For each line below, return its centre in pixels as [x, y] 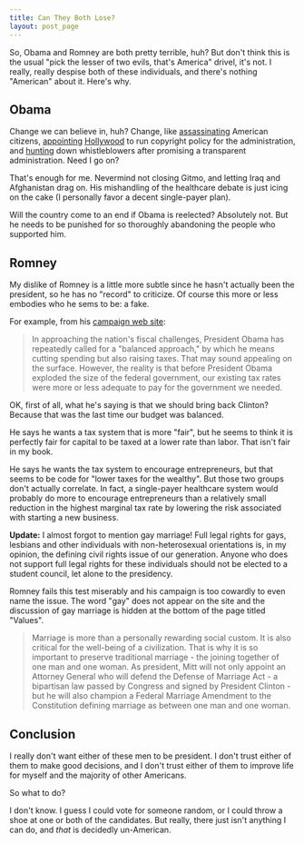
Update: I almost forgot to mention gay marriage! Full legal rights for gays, [148, 535]
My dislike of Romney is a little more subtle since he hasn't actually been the [152, 285]
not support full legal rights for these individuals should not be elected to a [149, 564]
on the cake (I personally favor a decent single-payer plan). [120, 197]
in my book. [31, 452]
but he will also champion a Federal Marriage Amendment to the [152, 696]
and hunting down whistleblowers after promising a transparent [128, 151]
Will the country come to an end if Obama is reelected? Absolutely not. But [149, 215]
